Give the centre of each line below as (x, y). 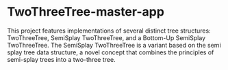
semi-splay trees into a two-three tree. (61, 59)
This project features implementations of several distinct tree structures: (109, 31)
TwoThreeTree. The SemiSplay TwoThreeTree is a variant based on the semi (114, 45)
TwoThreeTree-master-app (86, 12)
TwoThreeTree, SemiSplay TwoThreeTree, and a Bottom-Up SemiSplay (106, 37)
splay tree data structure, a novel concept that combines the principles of (111, 52)
